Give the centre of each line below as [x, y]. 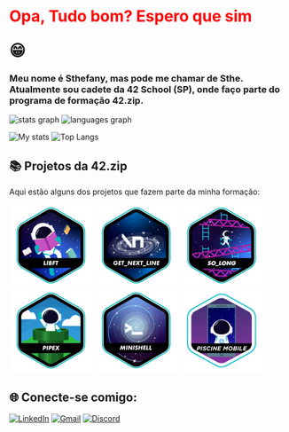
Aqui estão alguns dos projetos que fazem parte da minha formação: [134, 192]
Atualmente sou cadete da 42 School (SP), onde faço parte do [145, 90]
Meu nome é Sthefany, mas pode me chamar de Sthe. [126, 79]
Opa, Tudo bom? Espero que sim [131, 16]
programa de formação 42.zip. [77, 101]
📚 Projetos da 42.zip [68, 166]
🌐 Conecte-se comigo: [73, 397]
